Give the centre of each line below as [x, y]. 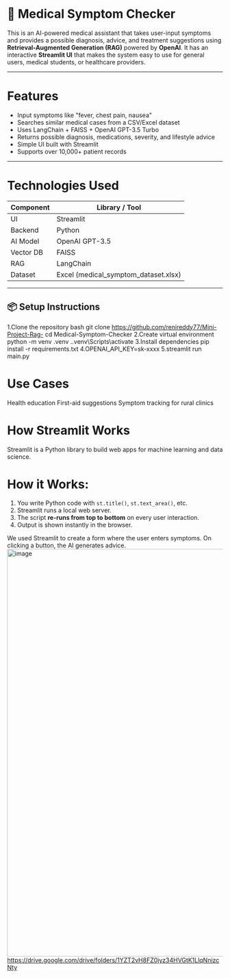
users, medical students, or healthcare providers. [76, 62]
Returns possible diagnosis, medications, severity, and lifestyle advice [116, 137]
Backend [25, 230]
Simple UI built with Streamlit [57, 144]
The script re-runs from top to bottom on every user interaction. [108, 518]
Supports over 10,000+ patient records [72, 151]
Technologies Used [63, 186]
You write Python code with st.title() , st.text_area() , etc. [102, 503]
